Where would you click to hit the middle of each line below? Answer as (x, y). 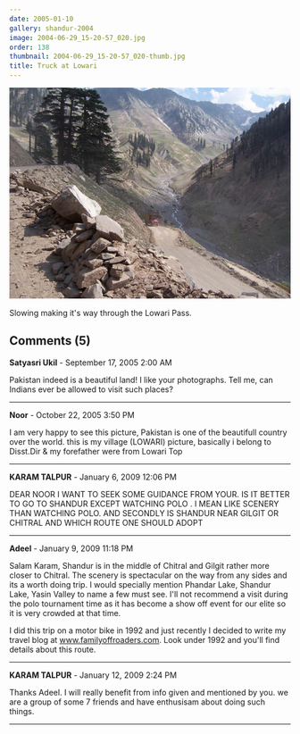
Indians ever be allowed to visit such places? (92, 389)
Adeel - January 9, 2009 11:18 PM (71, 548)
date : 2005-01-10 (42, 19)
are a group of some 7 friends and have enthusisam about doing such (137, 702)
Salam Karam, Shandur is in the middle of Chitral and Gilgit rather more (139, 565)
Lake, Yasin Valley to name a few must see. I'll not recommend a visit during (149, 594)
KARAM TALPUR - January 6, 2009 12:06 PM (93, 477)
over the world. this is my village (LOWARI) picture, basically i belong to (141, 441)
